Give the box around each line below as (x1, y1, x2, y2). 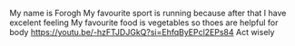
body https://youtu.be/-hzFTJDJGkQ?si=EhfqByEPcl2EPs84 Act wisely (9, 27, 275, 37)
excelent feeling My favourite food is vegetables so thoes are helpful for (9, 17, 279, 28)
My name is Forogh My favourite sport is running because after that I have (9, 8, 287, 18)
